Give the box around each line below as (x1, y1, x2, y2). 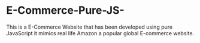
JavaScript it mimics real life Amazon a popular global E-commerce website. (6, 29, 195, 36)
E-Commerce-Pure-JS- (6, 4, 125, 17)
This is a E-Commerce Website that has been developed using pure (6, 23, 172, 30)
